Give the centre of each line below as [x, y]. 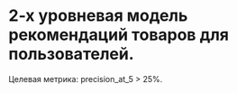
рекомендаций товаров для [118, 35]
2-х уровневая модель [98, 16]
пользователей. [71, 54]
